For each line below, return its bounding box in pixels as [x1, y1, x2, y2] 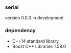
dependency [5, 27, 36, 34]
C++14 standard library [12, 38, 59, 44]
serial [5, 4, 19, 11]
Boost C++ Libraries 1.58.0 [12, 43, 66, 49]
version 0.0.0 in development [5, 15, 64, 21]
